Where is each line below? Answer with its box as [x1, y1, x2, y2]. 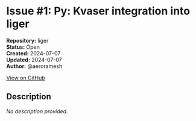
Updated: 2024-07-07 [6, 56, 62, 63]
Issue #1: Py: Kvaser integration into [6, 4, 191, 18]
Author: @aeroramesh [6, 62, 63, 70]
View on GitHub [6, 74, 45, 81]
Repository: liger [6, 37, 49, 44]
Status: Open [6, 43, 40, 51]
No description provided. [6, 107, 68, 115]
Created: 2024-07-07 [6, 49, 61, 57]
